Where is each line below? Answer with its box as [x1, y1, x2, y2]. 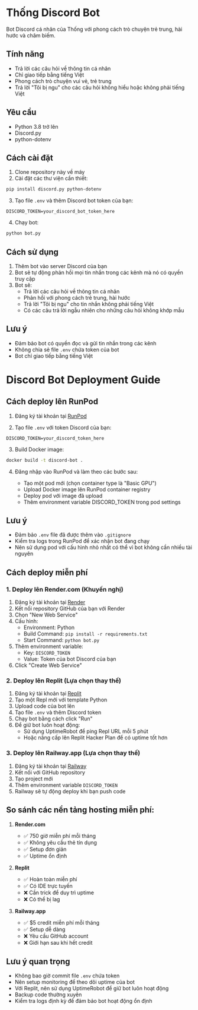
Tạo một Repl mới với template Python [14, 696, 108, 703]
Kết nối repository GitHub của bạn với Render [14, 605, 125, 612]
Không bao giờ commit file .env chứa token [14, 972, 120, 979]
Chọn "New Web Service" [14, 611, 78, 618]
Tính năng [6, 49, 44, 59]
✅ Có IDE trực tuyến [23, 882, 73, 890]
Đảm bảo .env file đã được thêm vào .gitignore [14, 531, 131, 538]
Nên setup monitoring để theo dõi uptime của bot [14, 979, 135, 986]
